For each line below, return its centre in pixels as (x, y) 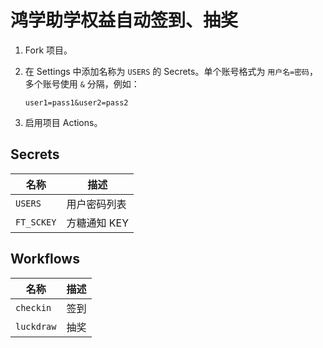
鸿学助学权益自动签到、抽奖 (124, 20)
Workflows (45, 259)
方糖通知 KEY (98, 223)
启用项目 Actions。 (63, 122)
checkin (33, 307)
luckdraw (36, 326)
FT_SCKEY (36, 222)
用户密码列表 (96, 204)
